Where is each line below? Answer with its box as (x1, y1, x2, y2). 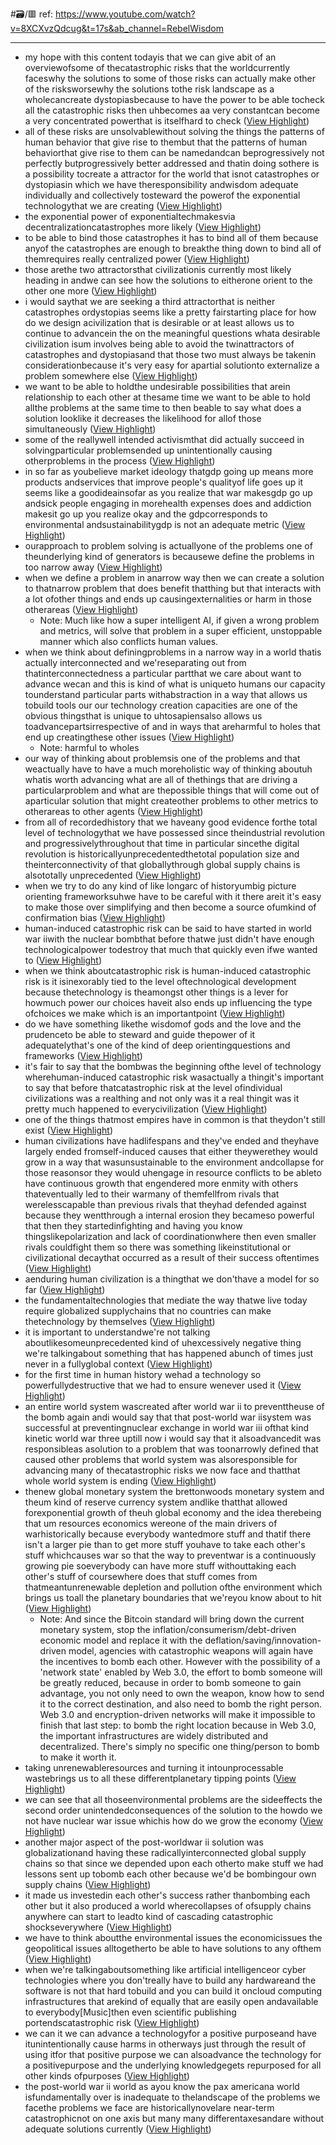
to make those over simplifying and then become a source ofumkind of (24, 901, 317, 913)
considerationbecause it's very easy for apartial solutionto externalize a (24, 359, 320, 371)
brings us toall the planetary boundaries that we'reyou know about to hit (24, 1592, 322, 1603)
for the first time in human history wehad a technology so (24, 1369, 262, 1380)
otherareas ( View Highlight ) (24, 604, 139, 615)
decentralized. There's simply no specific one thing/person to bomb (39, 1741, 320, 1752)
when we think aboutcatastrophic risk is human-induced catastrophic (24, 965, 312, 977)
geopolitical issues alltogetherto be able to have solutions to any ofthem (24, 1943, 322, 1954)
